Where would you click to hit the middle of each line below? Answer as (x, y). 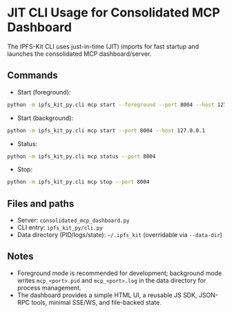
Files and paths (41, 204)
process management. (49, 287)
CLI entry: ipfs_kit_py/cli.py (60, 228)
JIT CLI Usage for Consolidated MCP (114, 13)
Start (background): (45, 118)
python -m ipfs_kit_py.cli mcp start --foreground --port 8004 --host (111, 105)
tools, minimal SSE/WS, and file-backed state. (96, 302)
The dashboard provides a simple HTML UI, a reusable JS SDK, (107, 295)
